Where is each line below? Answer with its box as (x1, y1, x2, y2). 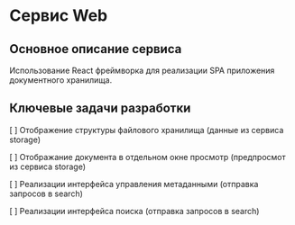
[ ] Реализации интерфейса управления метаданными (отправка (9, 178, 259, 189)
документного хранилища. (9, 75, 113, 85)
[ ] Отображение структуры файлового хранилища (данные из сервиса (9, 124, 284, 135)
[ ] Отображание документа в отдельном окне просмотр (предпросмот (9, 151, 286, 162)
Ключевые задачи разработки (9, 101, 191, 116)
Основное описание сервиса (9, 41, 182, 57)
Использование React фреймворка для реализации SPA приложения (9, 65, 275, 76)
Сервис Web (9, 5, 108, 26)
